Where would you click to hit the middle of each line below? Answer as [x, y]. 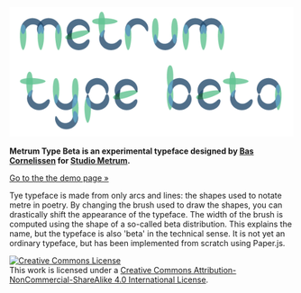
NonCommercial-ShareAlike [61, 280]
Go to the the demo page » [59, 178]
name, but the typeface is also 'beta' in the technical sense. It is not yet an [147, 233]
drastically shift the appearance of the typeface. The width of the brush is [146, 214]
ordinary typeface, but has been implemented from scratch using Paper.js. [147, 243]
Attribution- [215, 270]
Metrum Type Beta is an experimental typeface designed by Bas [132, 151]
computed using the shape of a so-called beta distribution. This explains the [151, 224]
